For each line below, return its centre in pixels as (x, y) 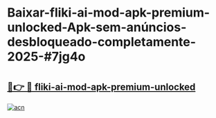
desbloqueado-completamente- (101, 42)
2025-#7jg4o (46, 57)
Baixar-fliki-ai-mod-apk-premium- (108, 13)
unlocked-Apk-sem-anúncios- (97, 27)
